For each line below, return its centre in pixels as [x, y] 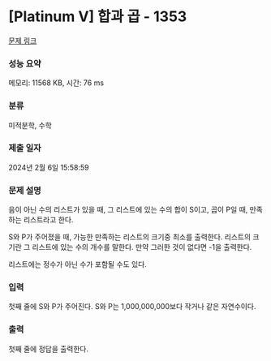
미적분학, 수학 [30, 125]
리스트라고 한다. [48, 220]
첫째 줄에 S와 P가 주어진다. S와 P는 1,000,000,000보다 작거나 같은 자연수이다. [132, 307]
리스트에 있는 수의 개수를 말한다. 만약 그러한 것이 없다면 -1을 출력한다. [142, 247]
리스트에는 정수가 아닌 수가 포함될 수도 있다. [78, 264]
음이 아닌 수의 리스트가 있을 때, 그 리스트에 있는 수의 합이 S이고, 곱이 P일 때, [128, 210]
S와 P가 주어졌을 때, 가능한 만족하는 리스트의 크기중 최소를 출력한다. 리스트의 [130, 237]
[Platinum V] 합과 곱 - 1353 [98, 17]
